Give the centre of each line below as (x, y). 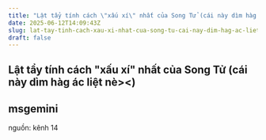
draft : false (30, 38)
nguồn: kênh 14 (33, 128)
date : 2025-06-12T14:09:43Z (55, 23)
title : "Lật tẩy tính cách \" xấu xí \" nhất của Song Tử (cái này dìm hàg (133, 15)
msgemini (33, 109)
